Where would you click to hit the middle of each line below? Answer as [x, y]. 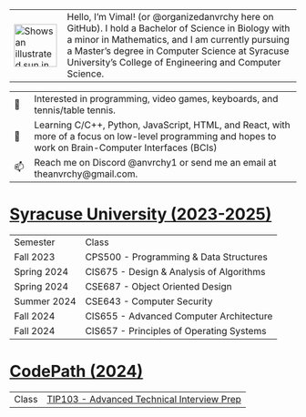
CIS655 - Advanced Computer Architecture [179, 316]
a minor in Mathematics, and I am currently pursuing [178, 40]
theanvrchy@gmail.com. [86, 174]
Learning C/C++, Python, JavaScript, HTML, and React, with [163, 125]
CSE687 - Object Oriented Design [158, 286]
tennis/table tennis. [75, 110]
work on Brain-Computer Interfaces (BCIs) [126, 147]
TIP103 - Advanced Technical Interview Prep [144, 399]
